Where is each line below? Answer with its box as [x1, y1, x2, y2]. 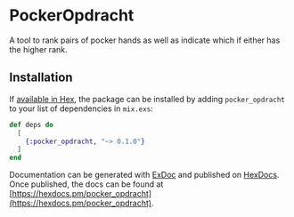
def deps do [9, 120, 53, 129]
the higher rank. [9, 44, 68, 54]
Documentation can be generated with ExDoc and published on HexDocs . [9, 170, 280, 181]
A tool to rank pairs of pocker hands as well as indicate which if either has [9, 35, 281, 45]
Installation [9, 70, 73, 85]
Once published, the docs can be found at [9, 179, 164, 189]
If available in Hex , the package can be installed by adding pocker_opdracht [9, 93, 285, 104]
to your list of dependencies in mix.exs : [9, 103, 153, 114]
